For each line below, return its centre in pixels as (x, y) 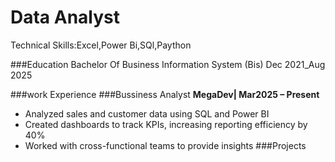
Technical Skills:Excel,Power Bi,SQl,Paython (101, 45)
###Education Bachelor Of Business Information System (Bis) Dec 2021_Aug (168, 64)
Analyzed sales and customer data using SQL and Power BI (147, 113)
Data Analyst (65, 17)
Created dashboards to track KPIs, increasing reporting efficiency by (166, 124)
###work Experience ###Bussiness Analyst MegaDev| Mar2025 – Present (165, 94)
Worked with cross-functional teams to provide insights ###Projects (165, 145)
